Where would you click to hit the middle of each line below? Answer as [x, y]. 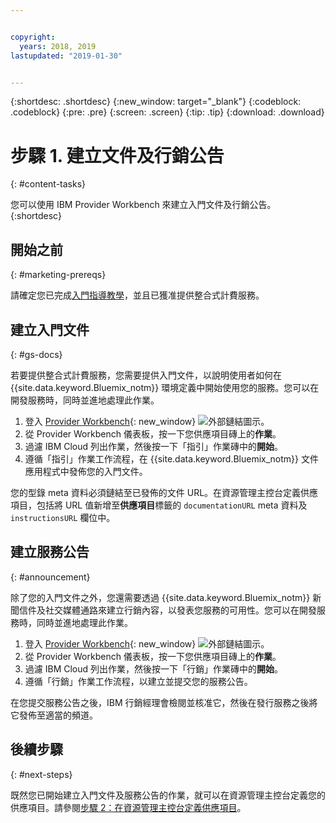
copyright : [33, 37]
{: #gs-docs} [36, 354]
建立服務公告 [50, 552]
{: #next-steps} [41, 774]
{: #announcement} [50, 577]
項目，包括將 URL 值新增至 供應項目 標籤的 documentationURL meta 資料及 [159, 505]
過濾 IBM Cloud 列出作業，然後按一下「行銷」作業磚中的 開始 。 [154, 668]
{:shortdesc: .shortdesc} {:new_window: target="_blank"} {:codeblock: [156, 102]
